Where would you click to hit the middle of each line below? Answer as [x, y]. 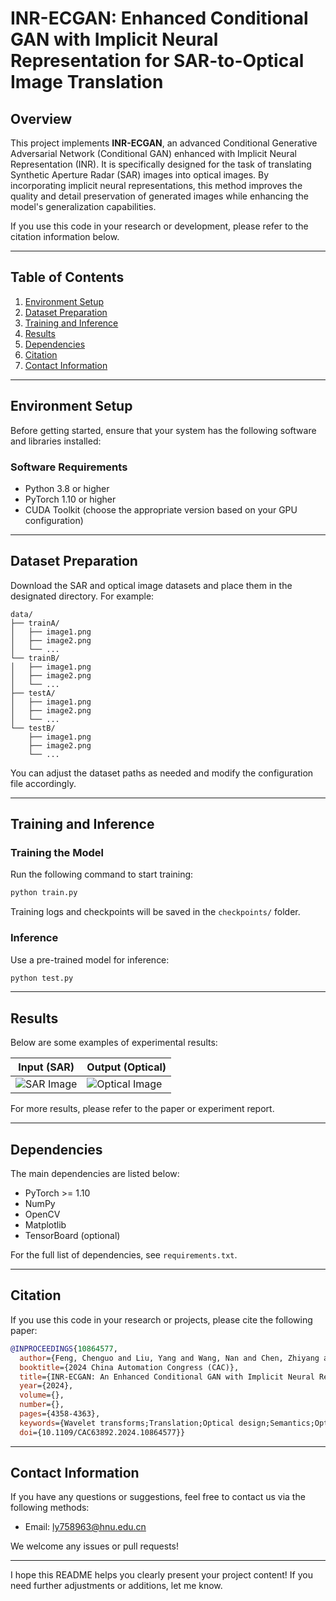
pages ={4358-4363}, [60, 1414]
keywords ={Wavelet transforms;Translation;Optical [127, 1423]
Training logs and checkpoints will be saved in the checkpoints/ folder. [155, 912]
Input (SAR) [46, 1067]
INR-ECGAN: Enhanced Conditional [159, 18]
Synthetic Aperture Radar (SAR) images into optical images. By [140, 175]
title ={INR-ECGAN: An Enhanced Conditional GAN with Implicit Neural [167, 1377]
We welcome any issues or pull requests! [95, 1546]
